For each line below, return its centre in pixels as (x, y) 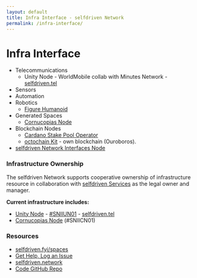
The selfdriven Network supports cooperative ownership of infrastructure (99, 177)
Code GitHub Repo (39, 268)
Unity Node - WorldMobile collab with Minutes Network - (96, 77)
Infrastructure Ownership (45, 164)
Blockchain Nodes (38, 129)
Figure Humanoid (46, 109)
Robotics (26, 103)
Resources (23, 236)
